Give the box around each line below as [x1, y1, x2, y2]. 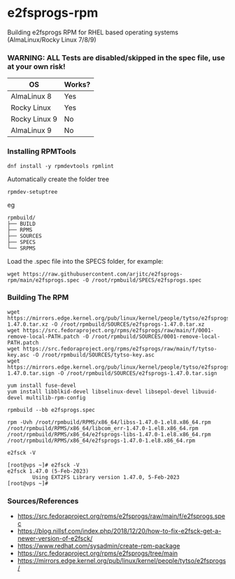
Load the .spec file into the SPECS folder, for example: [7, 257, 164, 265]
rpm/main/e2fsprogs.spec [7, 276, 80, 284]
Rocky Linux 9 [10, 114, 58, 124]
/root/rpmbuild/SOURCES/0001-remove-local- [92, 333, 220, 340]
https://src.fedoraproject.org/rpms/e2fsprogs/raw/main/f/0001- [22, 327, 215, 334]
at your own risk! [7, 62, 66, 71]
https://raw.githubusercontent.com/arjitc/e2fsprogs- [22, 271, 183, 278]
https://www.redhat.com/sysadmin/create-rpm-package [17, 542, 180, 550]
